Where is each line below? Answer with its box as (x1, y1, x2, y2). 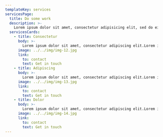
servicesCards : (9, 30, 40, 34)
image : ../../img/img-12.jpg (17, 48, 77, 52)
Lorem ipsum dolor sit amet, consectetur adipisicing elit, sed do (14, 25, 153, 30)
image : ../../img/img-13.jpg (17, 79, 77, 84)
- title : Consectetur (14, 34, 57, 39)
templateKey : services (5, 7, 51, 12)
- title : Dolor (14, 98, 45, 103)
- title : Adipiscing (14, 66, 55, 71)
